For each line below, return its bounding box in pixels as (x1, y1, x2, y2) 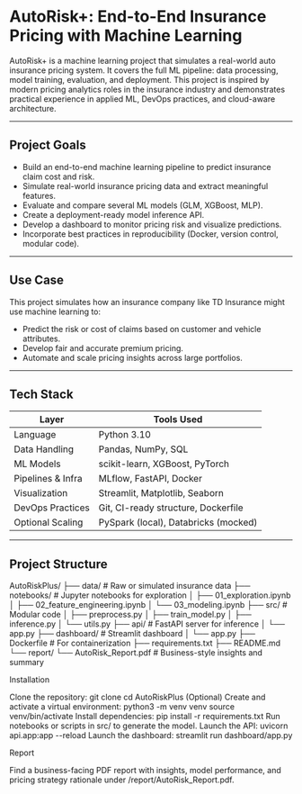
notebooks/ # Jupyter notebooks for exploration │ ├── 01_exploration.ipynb (9, 590, 291, 600)
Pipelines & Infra (13, 473, 83, 485)
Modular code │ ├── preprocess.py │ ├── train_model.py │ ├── (9, 609, 252, 620)
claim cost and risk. (22, 171, 95, 182)
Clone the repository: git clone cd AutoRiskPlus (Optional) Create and (9, 691, 266, 703)
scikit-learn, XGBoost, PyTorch (98, 457, 230, 470)
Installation (9, 674, 50, 685)
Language (13, 429, 57, 441)
